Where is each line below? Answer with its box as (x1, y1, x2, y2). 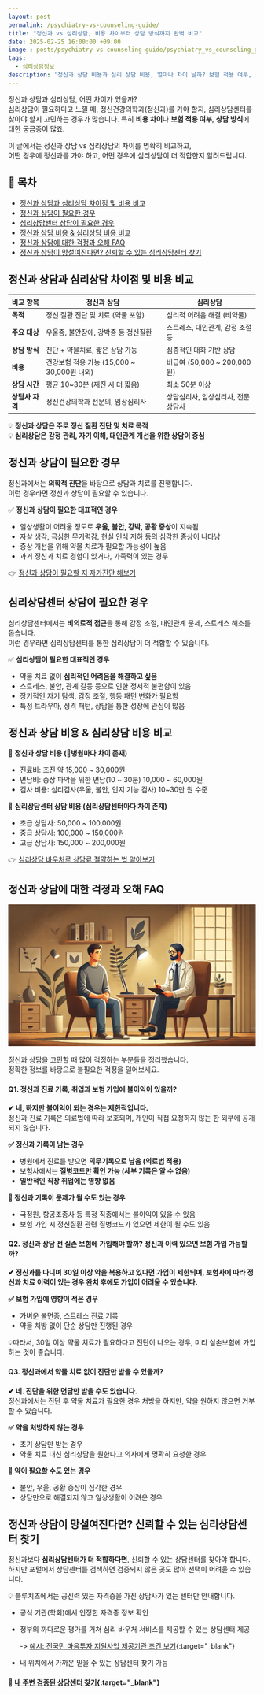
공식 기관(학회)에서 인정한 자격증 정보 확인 (19, 1608, 149, 1618)
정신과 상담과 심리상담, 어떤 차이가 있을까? (8, 95, 137, 104)
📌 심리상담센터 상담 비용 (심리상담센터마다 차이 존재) (8, 802, 167, 811)
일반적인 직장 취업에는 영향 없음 (19, 1176, 115, 1185)
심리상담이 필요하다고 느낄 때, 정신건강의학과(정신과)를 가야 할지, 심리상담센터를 (8, 104, 253, 113)
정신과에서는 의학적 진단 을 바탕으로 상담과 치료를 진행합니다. (8, 478, 192, 488)
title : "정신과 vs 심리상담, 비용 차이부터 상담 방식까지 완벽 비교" (8, 29, 203, 37)
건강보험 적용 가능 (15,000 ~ (46, 357, 136, 366)
